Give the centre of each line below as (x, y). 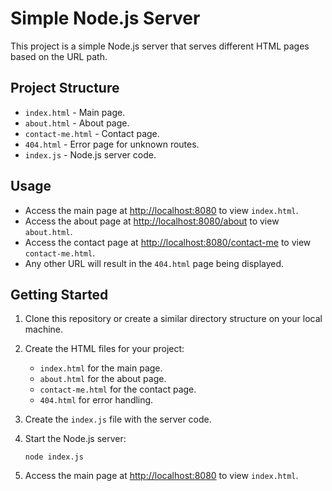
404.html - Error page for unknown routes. (112, 144)
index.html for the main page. (101, 368)
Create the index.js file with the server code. (118, 419)
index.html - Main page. (75, 112)
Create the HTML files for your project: (104, 349)
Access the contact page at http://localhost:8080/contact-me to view (168, 242)
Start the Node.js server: (75, 439)
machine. (44, 329)
